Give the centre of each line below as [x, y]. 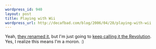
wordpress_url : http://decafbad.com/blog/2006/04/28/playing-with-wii [78, 23]
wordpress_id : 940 [24, 9]
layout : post [18, 14]
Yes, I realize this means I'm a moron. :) [45, 42]
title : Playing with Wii [30, 18]
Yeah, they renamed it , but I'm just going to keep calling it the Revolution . [78, 37]
